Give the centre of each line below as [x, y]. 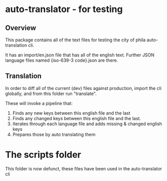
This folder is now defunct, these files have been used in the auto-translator [83, 168]
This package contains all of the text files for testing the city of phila [75, 40]
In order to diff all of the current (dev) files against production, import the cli [83, 88]
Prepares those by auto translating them [54, 134]
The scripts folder [43, 155]
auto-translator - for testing [64, 9]
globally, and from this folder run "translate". [51, 94]
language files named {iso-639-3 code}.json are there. [62, 60]
